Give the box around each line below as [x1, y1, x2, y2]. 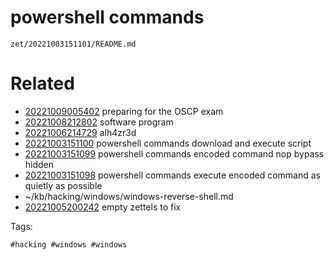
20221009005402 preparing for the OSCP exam [24, 105, 224, 117]
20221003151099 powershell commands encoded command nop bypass [24, 147, 325, 160]
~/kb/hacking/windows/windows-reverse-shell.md [24, 190, 234, 202]
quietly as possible [24, 179, 103, 191]
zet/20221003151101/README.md [10, 39, 137, 49]
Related [10, 72, 75, 95]
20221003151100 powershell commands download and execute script [24, 137, 312, 149]
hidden [24, 158, 55, 170]
